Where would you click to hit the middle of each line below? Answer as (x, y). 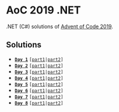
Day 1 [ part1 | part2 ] (39, 59)
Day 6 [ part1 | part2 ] (39, 91)
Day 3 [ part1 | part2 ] (39, 72)
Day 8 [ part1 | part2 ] (39, 103)
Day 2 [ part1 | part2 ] (39, 66)
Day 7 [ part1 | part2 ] (39, 97)
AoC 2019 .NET (43, 10)
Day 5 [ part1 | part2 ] (39, 84)
